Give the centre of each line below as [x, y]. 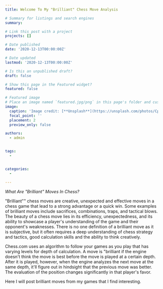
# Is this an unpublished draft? [39, 71]
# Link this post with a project [39, 31]
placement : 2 [23, 120]
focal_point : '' [26, 116]
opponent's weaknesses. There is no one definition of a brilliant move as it [79, 227]
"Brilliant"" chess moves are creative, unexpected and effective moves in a [80, 201]
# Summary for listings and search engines [50, 18]
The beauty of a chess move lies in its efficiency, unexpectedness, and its [79, 216]
